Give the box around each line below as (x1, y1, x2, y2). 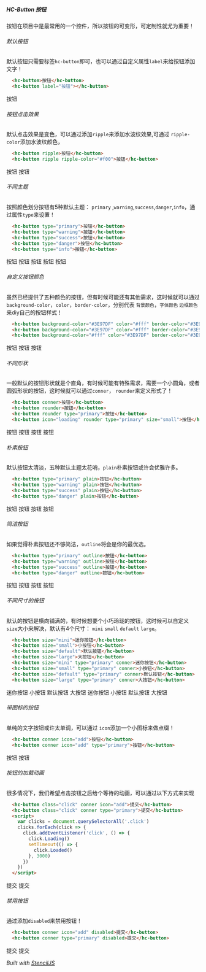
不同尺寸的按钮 (6, 596, 44, 604)
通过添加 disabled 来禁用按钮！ (6, 917, 83, 925)
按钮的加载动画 (6, 769, 44, 776)
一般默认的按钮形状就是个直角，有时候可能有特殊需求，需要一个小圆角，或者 (6, 379, 200, 387)
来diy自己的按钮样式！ (6, 309, 63, 316)
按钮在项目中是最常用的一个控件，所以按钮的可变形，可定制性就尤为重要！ (6, 22, 194, 29)
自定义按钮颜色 (6, 273, 44, 280)
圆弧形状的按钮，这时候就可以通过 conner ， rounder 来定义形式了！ (6, 387, 173, 395)
